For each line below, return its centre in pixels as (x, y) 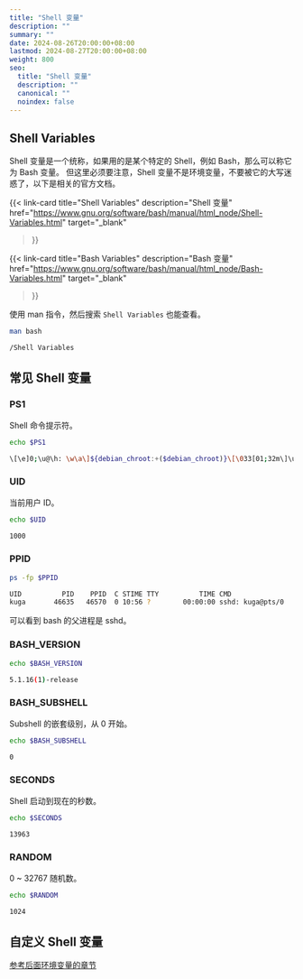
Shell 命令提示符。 (44, 425)
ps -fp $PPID (34, 577)
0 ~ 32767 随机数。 (46, 878)
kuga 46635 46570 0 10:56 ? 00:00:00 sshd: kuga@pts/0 (147, 602)
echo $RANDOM (34, 895)
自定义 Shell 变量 (56, 942)
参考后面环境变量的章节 (53, 965)
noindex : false (46, 102)
